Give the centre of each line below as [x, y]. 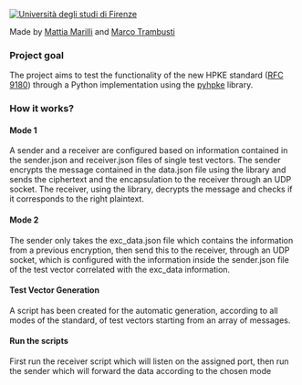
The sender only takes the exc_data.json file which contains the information [151, 240]
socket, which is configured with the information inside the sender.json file [149, 259]
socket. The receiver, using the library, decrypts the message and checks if [151, 189]
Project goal [37, 55]
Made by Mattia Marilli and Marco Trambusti [92, 31]
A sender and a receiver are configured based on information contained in [149, 151]
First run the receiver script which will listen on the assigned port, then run [149, 361]
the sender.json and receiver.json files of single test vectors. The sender [145, 161]
